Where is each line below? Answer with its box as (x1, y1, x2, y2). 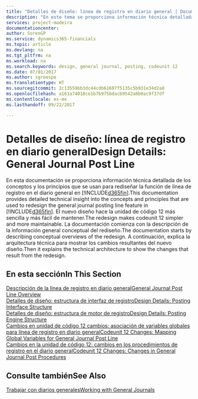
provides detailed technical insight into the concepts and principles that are (6, 196, 189, 203)
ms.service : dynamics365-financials (6, 36, 96, 42)
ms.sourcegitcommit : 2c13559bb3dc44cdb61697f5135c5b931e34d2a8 (6, 85, 165, 91)
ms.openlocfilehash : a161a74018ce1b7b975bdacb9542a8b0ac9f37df (6, 91, 165, 97)
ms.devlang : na (6, 47, 44, 53)
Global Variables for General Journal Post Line (6, 335, 118, 342)
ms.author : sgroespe (6, 74, 57, 80)
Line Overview (6, 291, 41, 298)
